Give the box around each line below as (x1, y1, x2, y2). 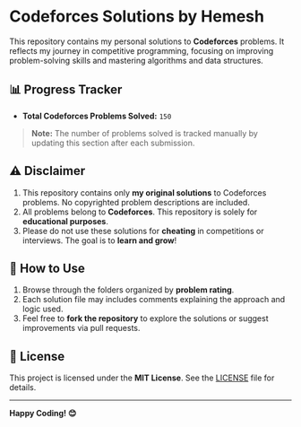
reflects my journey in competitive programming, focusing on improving (9, 45, 274, 56)
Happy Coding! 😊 (9, 408, 77, 419)
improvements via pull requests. (21, 323, 141, 334)
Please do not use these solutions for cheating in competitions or (21, 225, 264, 236)
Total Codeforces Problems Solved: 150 (21, 110, 172, 121)
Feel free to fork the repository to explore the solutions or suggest (21, 313, 269, 324)
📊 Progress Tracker (9, 83, 123, 98)
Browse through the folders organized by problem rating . (21, 284, 235, 295)
